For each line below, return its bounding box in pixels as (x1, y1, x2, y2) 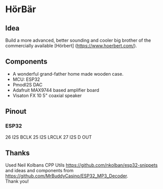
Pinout (5, 107, 27, 116)
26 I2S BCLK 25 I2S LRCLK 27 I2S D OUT (5, 134, 92, 140)
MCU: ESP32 (12, 76, 40, 82)
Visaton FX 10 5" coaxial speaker (12, 92, 82, 99)
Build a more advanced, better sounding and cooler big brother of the (5, 37, 151, 43)
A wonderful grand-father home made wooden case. (12, 71, 124, 77)
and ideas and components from (5, 168, 74, 174)
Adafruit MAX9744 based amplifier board (12, 87, 99, 93)
